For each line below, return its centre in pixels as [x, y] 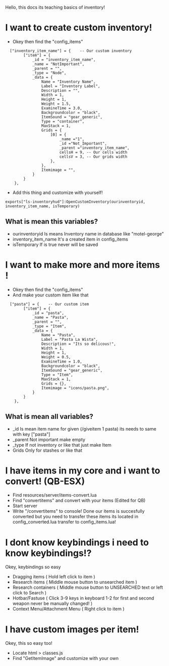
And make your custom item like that [50, 295]
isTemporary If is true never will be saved [55, 245]
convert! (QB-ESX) [45, 481]
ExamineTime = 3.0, [62, 108]
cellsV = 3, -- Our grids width [93, 157]
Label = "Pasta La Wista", [70, 339]
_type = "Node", [49, 73]
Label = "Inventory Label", [71, 86]
